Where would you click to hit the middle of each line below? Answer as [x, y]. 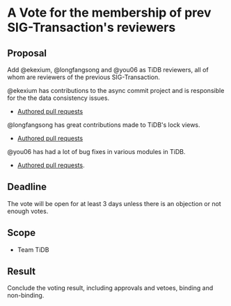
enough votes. [28, 211]
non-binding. [26, 296]
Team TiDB [33, 249]
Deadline [27, 187]
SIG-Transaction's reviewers [91, 27]
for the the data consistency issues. [58, 98]
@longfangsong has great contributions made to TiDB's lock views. [104, 125]
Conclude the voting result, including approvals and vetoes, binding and [110, 288]
